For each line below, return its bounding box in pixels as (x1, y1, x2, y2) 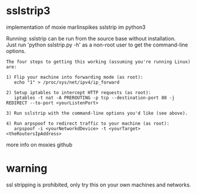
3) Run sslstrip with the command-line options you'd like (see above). (6, 110, 188, 116)
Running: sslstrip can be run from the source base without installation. (6, 35, 176, 42)
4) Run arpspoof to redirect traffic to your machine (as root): (6, 121, 169, 126)
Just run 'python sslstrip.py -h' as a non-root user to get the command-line (6, 41, 188, 48)
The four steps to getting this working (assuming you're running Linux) (6, 59, 191, 65)
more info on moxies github (6, 141, 72, 148)
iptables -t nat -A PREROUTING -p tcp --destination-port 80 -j (14, 95, 175, 101)
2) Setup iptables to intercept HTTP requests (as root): (6, 89, 151, 95)
